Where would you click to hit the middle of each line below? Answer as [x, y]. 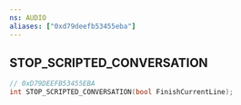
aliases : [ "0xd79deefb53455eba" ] [73, 26]
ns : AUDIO [28, 18]
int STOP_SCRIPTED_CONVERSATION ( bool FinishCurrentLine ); [121, 92]
